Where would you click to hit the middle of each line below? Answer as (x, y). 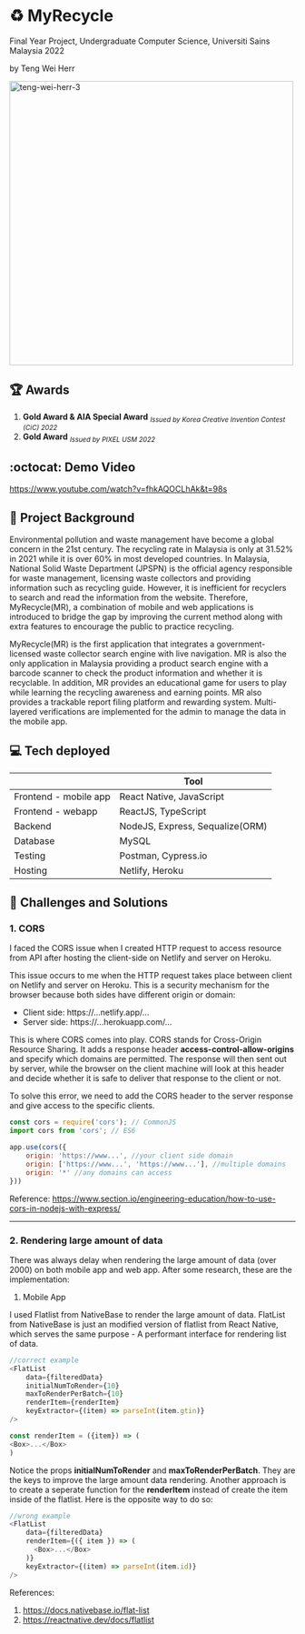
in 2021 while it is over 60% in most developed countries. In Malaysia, (139, 558)
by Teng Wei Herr (42, 68)
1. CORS (27, 928)
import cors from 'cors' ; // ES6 (73, 1131)
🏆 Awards (39, 391)
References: (32, 1592)
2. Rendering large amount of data (86, 1240)
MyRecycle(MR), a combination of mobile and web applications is (132, 606)
